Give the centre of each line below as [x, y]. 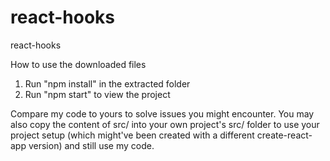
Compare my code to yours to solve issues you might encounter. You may [162, 113]
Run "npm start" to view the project [97, 94]
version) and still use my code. [91, 145]
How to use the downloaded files [78, 64]
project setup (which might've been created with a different [132, 135]
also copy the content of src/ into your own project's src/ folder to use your [165, 124]
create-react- [284, 135]
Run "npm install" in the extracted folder [107, 83]
